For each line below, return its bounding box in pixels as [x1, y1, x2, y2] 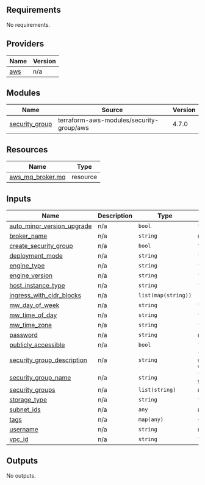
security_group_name [9, 373, 71, 382]
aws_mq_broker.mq [9, 173, 66, 182]
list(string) [138, 386, 176, 394]
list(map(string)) [138, 292, 192, 299]
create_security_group [9, 242, 73, 250]
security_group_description [9, 356, 87, 364]
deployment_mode [9, 252, 63, 260]
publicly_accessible [9, 341, 65, 349]
